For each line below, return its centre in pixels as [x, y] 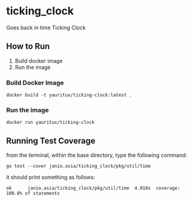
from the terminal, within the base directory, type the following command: [96, 155]
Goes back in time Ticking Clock [46, 28]
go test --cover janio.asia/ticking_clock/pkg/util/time [79, 166]
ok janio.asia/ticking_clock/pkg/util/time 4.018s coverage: [93, 188]
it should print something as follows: [51, 177]
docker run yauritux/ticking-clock [50, 123]
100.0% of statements [33, 194]
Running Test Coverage [51, 141]
